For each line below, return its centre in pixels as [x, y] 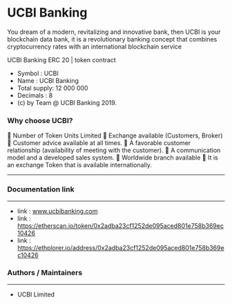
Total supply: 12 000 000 [52, 88]
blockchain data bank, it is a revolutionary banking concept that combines [112, 39]
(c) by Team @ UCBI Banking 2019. [67, 102]
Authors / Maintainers [45, 273]
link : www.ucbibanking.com [57, 211]
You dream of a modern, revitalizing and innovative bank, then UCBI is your [114, 32]
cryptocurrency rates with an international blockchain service [94, 46]
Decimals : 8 [35, 95]
